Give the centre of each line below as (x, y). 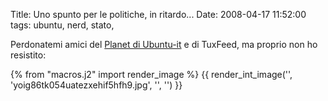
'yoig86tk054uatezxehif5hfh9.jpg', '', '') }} (96, 85)
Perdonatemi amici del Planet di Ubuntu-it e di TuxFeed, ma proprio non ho (164, 44)
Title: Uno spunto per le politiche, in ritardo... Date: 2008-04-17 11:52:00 (158, 14)
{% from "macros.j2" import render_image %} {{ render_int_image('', (151, 74)
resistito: (28, 55)
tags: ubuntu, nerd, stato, (62, 25)
